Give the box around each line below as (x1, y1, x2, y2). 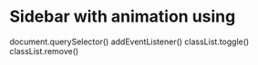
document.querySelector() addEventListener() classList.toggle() (9, 36, 250, 47)
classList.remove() (9, 45, 79, 56)
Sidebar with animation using (9, 6, 236, 27)
